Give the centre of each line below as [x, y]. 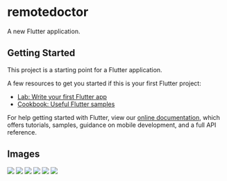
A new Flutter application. [44, 31]
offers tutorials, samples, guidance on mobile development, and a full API [112, 125]
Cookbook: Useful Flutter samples [66, 104]
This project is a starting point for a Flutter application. [85, 69]
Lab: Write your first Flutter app [62, 96]
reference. [22, 132]
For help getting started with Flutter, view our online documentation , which [114, 117]
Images [24, 154]
